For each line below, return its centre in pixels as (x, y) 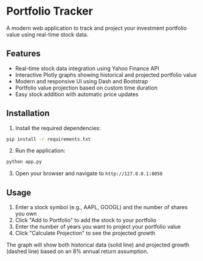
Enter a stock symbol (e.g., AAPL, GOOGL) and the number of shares (101, 207)
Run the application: (40, 151)
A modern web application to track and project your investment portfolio (97, 28)
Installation (28, 113)
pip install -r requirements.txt (49, 139)
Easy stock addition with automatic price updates (77, 94)
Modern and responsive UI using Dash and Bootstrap (81, 81)
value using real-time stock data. (47, 34)
